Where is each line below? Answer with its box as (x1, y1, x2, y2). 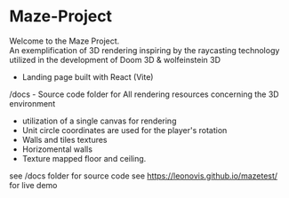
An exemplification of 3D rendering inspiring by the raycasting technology (9, 44, 280, 55)
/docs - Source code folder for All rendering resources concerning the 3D (9, 89, 279, 99)
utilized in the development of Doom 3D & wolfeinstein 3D (9, 54, 221, 65)
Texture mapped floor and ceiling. (21, 153, 147, 163)
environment (9, 98, 56, 108)
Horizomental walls (21, 144, 93, 154)
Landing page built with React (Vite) (21, 71, 154, 82)
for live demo (9, 179, 58, 190)
